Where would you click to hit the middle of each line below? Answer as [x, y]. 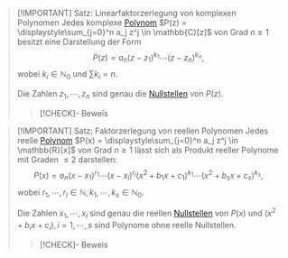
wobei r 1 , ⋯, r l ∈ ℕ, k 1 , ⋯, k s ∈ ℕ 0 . [81, 193]
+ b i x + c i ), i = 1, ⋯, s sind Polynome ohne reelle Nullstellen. [126, 226]
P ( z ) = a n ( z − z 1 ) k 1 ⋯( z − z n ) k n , [149, 58]
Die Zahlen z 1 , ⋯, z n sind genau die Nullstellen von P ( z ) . [120, 95]
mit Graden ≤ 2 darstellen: [67, 160]
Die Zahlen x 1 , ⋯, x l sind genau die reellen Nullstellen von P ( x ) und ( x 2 [146, 213]
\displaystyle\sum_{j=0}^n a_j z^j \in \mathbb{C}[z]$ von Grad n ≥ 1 [143, 32]
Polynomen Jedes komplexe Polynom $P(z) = [102, 23]
